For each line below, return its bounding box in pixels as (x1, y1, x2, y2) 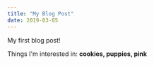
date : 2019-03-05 (7, 17, 59, 24)
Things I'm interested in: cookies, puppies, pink (7, 50, 147, 58)
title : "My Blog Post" (7, 10, 74, 17)
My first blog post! (7, 36, 61, 44)
